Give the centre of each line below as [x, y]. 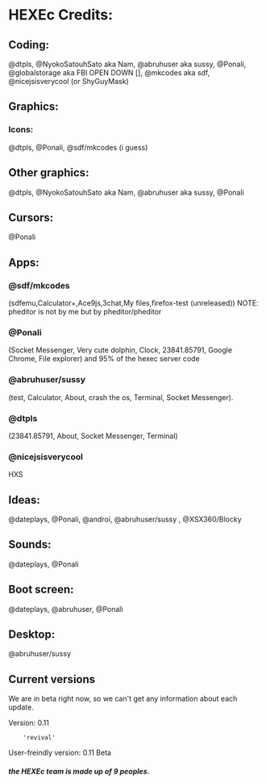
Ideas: [24, 500]
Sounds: [30, 544]
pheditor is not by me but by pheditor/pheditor [85, 312]
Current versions [52, 679]
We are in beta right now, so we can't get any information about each [123, 699]
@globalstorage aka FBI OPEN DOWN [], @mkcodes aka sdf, [109, 73]
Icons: [21, 129]
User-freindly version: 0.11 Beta [60, 752]
